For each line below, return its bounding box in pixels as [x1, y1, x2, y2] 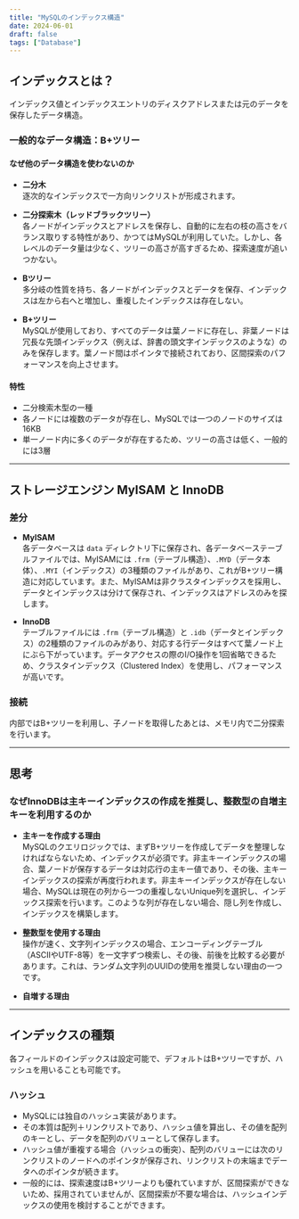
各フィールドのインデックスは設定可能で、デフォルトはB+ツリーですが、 [9, 1053, 276, 1064]
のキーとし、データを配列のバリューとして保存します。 [21, 1133, 224, 1144]
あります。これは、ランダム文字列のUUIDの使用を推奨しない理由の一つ [21, 960, 283, 972]
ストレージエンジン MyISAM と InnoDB [9, 482, 224, 498]
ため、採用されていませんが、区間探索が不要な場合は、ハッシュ [29, 1189, 264, 1199]
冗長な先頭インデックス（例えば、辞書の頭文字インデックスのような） [21, 336, 279, 348]
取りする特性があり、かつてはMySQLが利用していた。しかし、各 [45, 232, 283, 243]
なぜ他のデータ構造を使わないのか [9, 158, 134, 169]
